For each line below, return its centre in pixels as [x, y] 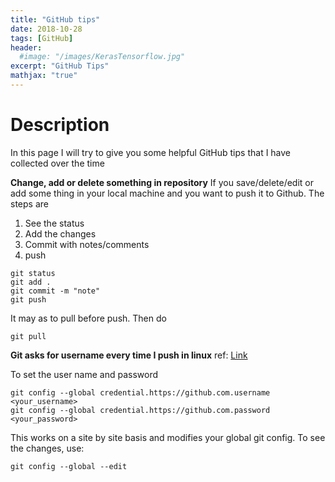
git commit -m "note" [55, 291]
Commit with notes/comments [87, 244]
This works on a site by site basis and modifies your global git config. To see [168, 437]
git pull [28, 336]
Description [60, 125]
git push [28, 299]
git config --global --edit [69, 466]
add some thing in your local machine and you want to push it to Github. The [167, 193]
